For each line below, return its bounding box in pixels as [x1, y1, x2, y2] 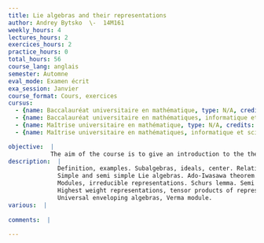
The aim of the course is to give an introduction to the [49, 150, 244, 158]
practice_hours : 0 [8, 48, 68, 56]
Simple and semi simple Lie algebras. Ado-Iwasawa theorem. [57, 172, 258, 180]
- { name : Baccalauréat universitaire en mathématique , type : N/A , [15, 107, 237, 115]
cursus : [8, 99, 34, 107]
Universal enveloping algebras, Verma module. [57, 193, 213, 201]
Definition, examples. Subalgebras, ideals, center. [57, 164, 234, 173]
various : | [8, 201, 47, 209]
